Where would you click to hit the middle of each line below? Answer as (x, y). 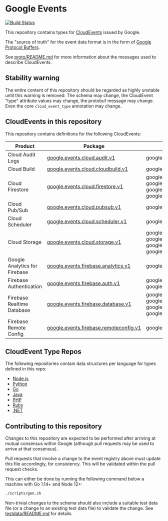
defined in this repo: (26, 369)
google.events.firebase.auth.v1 (83, 283)
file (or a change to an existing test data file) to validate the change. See (79, 508)
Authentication (25, 286)
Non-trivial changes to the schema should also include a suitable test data (81, 503)
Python (20, 384)
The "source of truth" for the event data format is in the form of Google (78, 42)
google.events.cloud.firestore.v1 (85, 186)
